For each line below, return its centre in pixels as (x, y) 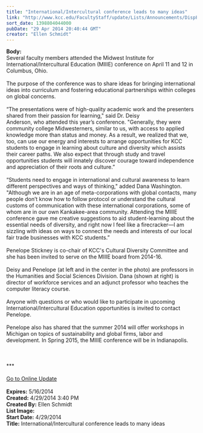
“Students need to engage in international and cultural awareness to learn (98, 180)
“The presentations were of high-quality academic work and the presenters (100, 109)
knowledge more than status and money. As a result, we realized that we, (97, 135)
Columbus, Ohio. (27, 71)
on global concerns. (31, 97)
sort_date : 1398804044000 (39, 23)
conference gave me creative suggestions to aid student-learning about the (100, 219)
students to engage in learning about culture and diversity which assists (96, 148)
